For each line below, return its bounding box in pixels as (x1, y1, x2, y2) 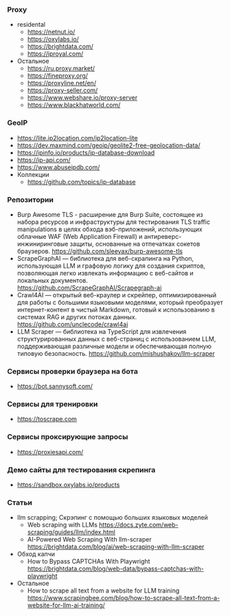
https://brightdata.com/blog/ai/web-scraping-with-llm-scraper (27, 542, 205, 551)
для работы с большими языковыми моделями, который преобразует (16, 298, 223, 306)
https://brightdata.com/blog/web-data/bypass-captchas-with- (27, 564, 204, 573)
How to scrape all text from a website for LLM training (27, 586, 180, 595)
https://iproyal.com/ (27, 50, 84, 58)
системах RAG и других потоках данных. (16, 312, 137, 321)
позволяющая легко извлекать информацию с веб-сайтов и (16, 268, 194, 277)
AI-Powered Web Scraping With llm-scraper (27, 535, 152, 544)
